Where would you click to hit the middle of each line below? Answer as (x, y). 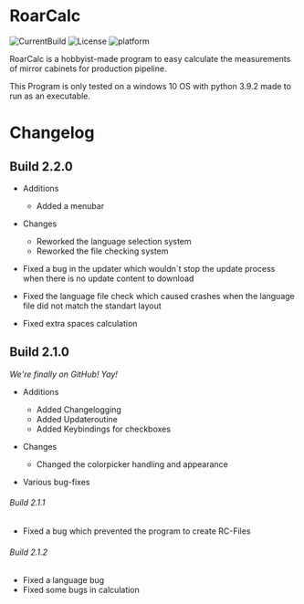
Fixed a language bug (63, 580)
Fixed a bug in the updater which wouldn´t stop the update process (149, 268)
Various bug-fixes (56, 482)
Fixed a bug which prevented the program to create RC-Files (136, 531)
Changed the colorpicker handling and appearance (132, 464)
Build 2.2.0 (41, 167)
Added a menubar (70, 205)
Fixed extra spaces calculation (80, 323)
